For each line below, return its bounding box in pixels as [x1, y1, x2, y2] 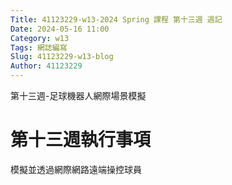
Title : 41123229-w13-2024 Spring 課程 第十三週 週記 [10, 14, 223, 25]
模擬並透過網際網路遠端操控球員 [10, 163, 142, 175]
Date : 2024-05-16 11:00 [10, 24, 110, 34]
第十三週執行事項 [10, 129, 152, 151]
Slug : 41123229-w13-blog [10, 52, 114, 62]
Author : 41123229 [10, 61, 83, 71]
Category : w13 [10, 33, 70, 43]
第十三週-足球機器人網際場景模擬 [10, 90, 147, 101]
